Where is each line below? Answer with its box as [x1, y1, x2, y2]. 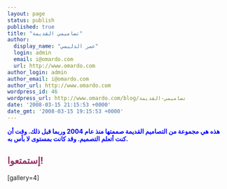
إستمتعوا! [7, 155, 44, 167]
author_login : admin [7, 69, 68, 76]
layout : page [7, 10, 46, 17]
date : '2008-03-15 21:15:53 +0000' [7, 101, 111, 108]
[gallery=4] [7, 173, 40, 182]
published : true [7, 23, 55, 30]
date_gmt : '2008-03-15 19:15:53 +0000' [7, 108, 124, 115]
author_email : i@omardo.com [7, 75, 90, 83]
